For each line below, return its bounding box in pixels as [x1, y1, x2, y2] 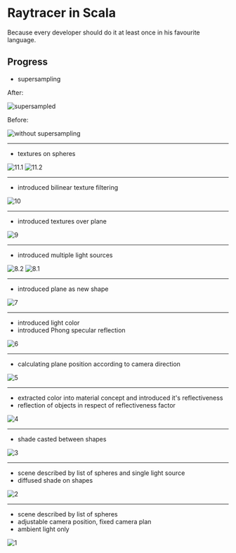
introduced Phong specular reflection [17, 325, 126, 334]
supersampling [17, 74, 61, 83]
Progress [7, 56, 48, 68]
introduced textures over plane [17, 216, 107, 226]
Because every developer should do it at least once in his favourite [7, 28, 200, 37]
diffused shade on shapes [17, 476, 93, 484]
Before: [7, 115, 29, 124]
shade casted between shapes [17, 434, 107, 443]
